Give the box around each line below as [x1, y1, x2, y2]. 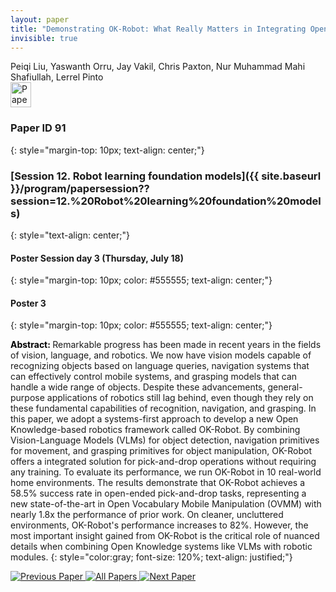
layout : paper [10, 14, 70, 25]
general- [267, 381, 303, 393]
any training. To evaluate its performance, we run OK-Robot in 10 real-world [10, 466, 322, 478]
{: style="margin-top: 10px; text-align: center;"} [10, 144, 205, 156]
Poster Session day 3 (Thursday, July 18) [10, 252, 184, 264]
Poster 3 [10, 297, 47, 309]
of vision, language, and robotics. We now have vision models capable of [10, 349, 312, 361]
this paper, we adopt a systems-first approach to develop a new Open [10, 413, 299, 425]
